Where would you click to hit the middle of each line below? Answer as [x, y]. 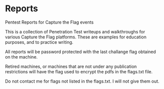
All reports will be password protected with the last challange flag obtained [81, 52]
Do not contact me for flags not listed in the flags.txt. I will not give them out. [82, 81]
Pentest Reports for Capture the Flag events [49, 22]
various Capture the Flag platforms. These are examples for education [76, 37]
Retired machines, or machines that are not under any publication [71, 66]
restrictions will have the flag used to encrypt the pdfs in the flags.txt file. [79, 71]
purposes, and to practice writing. [39, 42]
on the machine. [21, 57]
